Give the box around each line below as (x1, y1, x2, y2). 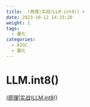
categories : (6, 36, 36, 42)
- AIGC (11, 42, 28, 48)
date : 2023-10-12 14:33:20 (6, 14, 73, 20)
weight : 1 (6, 20, 31, 26)
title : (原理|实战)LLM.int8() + (6, 8, 85, 15)
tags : (6, 25, 20, 32)
